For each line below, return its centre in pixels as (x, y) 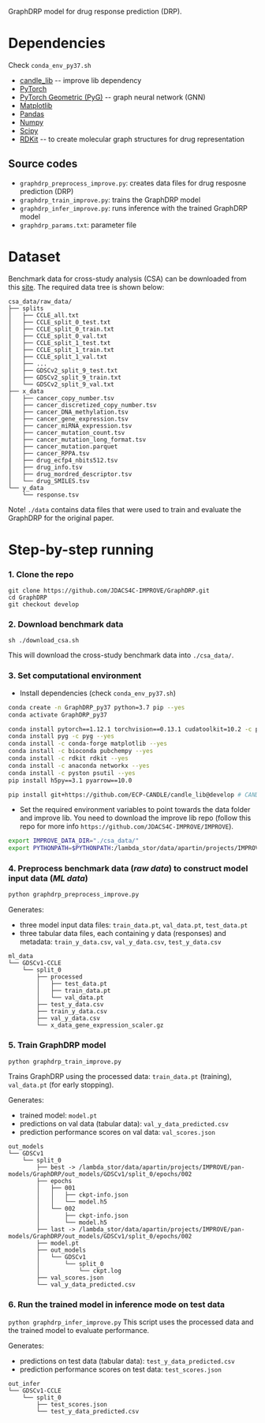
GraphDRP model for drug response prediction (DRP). (95, 11)
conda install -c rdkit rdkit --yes (68, 758)
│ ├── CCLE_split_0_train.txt (61, 329)
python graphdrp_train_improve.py (65, 1062)
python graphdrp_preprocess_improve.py (74, 895)
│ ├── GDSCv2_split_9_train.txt (65, 377)
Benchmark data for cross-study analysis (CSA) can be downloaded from (127, 279)
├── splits (26, 308)
